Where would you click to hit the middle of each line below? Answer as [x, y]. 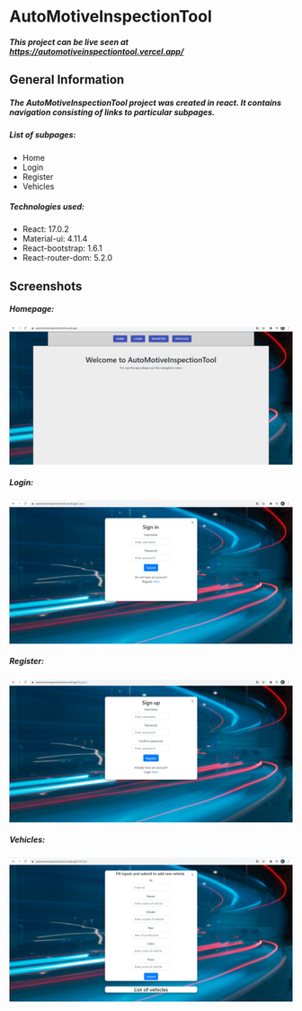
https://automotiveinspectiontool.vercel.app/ [97, 51]
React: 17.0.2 [45, 229]
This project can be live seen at [69, 41]
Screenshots [46, 286]
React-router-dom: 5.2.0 [67, 258]
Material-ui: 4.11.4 [55, 239]
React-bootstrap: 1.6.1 [62, 248]
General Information [67, 80]
